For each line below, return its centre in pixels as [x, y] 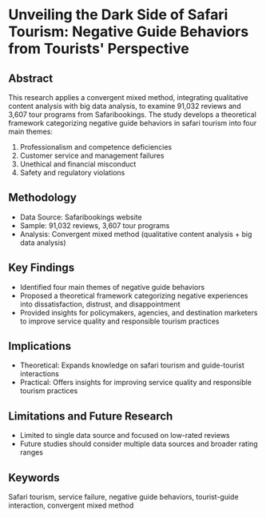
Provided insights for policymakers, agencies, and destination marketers [139, 312]
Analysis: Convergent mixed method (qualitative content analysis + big [136, 234]
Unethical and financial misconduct [78, 164]
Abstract [31, 78]
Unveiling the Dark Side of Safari [118, 15]
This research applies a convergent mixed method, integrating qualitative [129, 97]
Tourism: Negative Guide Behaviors [129, 32]
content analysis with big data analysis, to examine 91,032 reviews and [125, 106]
